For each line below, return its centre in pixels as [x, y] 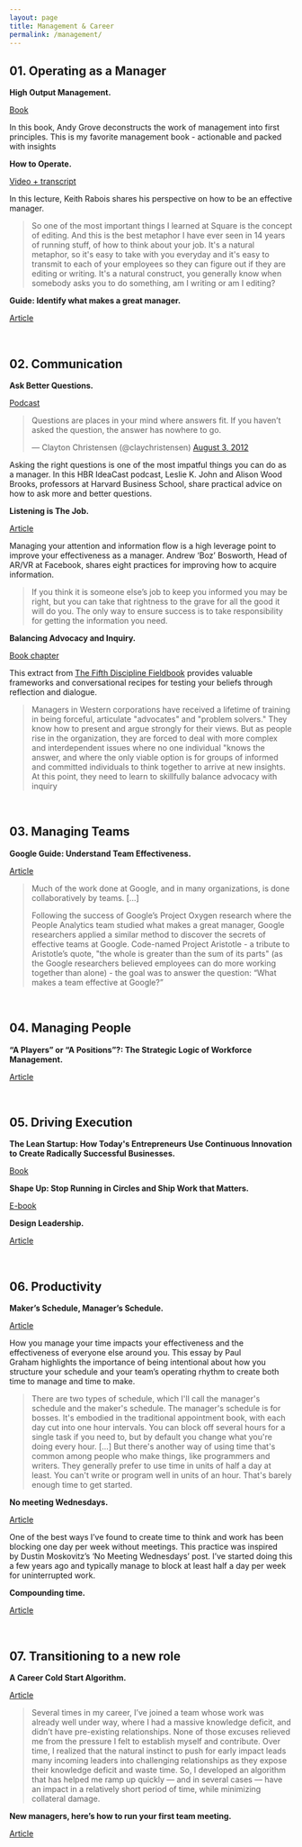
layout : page [34, 18]
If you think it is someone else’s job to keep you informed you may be [159, 592]
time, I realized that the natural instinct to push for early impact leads [159, 1751]
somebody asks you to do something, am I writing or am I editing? [153, 284]
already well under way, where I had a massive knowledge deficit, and [161, 1722]
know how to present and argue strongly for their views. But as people [161, 729]
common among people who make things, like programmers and [151, 1456]
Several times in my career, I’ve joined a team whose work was [147, 1713]
